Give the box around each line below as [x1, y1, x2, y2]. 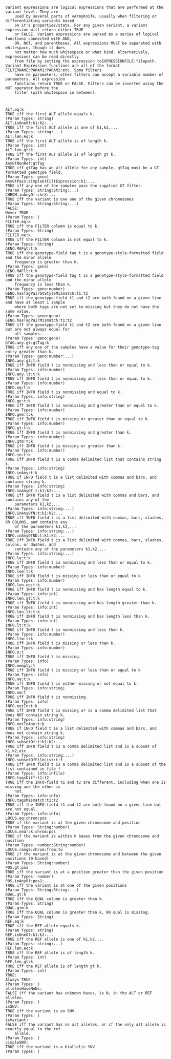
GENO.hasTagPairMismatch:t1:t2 [5, 318, 72, 323]
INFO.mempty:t [5, 663, 36, 668]
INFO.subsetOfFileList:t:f [5, 758, 63, 763]
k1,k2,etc [5, 748, 27, 753]
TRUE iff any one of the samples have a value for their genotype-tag [5, 345, 159, 350]
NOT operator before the [5, 86, 58, 91]
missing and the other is [5, 784, 60, 789]
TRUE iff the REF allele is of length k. [5, 950, 95, 955]
